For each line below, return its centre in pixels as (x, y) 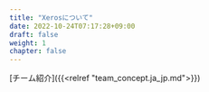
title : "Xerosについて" (51, 18)
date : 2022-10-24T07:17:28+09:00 (72, 26)
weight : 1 (28, 43)
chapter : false (38, 51)
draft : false (34, 34)
